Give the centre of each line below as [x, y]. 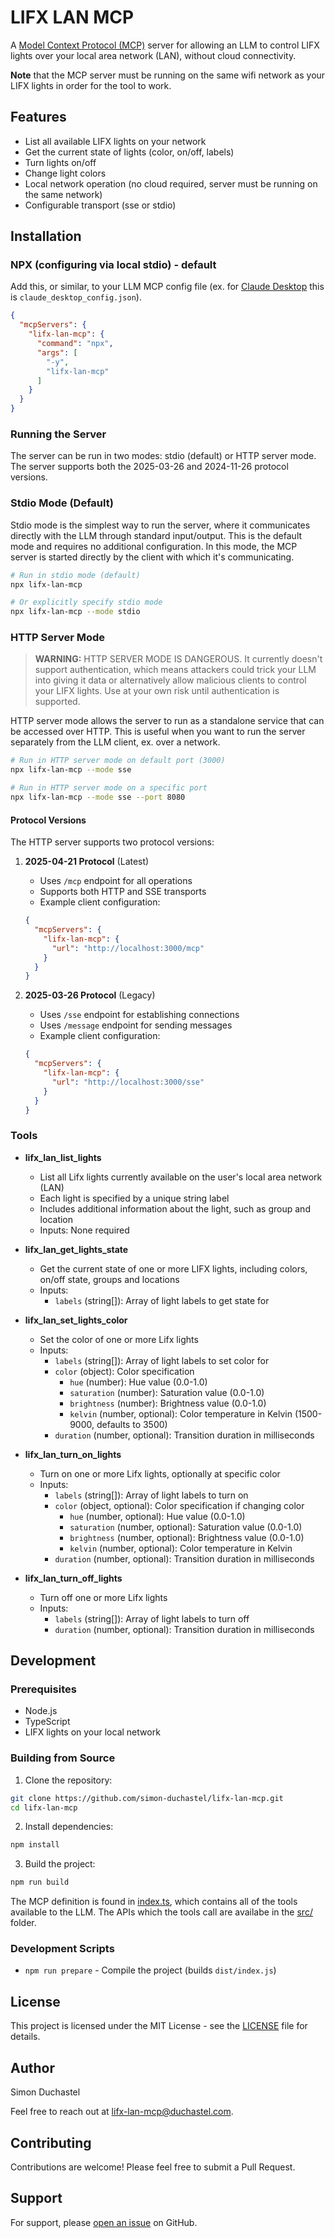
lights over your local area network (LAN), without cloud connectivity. [153, 55]
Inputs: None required [84, 1230]
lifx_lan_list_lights [63, 1157]
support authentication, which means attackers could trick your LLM [175, 670]
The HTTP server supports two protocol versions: [112, 842]
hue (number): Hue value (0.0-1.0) [138, 1382]
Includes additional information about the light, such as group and [175, 1208]
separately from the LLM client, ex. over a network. [115, 742]
